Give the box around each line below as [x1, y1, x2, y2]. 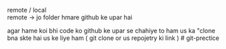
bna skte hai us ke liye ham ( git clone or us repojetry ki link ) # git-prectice [7, 34, 220, 42]
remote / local [7, 6, 47, 14]
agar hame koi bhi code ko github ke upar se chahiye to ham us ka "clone [7, 27, 216, 35]
